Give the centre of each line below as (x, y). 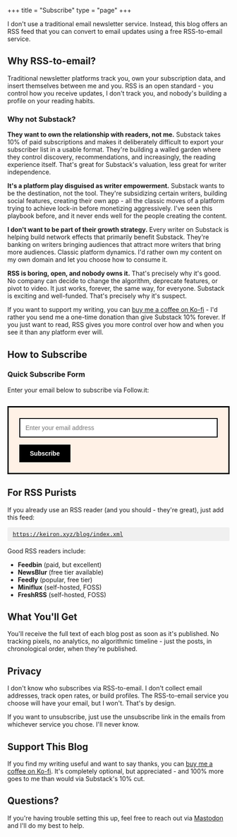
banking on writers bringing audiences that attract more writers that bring (114, 245)
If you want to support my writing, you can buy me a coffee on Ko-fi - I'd (113, 310)
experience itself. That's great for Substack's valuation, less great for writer (117, 165)
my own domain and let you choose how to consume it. (87, 260)
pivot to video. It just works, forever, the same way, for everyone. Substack (116, 289)
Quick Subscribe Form (47, 374)
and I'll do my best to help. (46, 825)
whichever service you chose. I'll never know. (73, 725)
